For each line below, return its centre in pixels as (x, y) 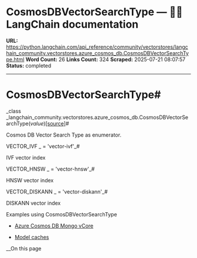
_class (14, 111)
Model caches (32, 237)
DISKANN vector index (33, 203)
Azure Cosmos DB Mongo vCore (54, 226)
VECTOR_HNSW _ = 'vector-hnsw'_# (50, 169)
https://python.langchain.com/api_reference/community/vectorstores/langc (97, 47)
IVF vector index (26, 157)
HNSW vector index (30, 180)
